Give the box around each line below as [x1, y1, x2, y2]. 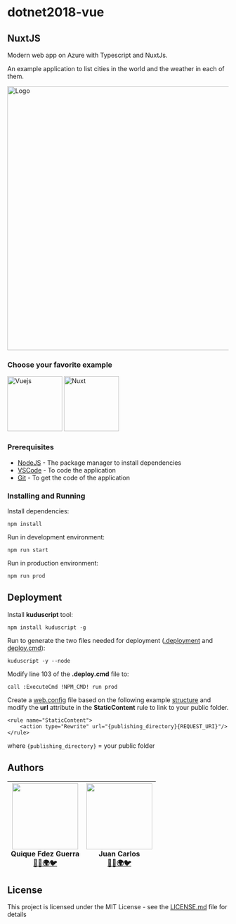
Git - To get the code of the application [17, 473, 130, 482]
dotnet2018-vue [7, 4, 105, 20]
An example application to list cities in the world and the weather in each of [7, 65, 225, 73]
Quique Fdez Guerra [11, 849, 80, 859]
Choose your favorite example [7, 360, 112, 370]
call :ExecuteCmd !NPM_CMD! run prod [7, 683, 118, 690]
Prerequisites [7, 442, 54, 452]
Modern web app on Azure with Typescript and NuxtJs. [7, 51, 168, 59]
